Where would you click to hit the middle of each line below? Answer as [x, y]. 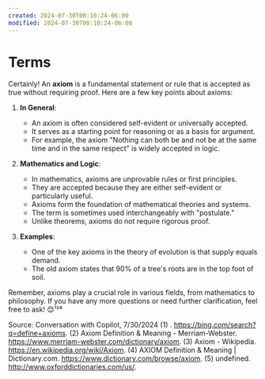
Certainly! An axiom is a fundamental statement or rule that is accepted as [129, 84]
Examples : [37, 237]
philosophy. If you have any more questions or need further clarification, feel [133, 301]
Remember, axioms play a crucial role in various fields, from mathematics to [132, 293]
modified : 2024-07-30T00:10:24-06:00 [70, 23]
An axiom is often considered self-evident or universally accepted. [140, 123]
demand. [46, 260]
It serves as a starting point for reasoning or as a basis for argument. [143, 132]
